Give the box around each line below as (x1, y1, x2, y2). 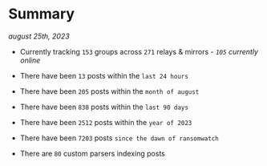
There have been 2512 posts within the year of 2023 (19, 117, 192, 127)
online (19, 55, 41, 65)
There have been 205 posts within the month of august (19, 86, 200, 96)
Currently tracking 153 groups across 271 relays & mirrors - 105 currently (19, 47, 259, 56)
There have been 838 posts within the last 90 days (19, 102, 188, 111)
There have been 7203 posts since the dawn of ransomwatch (19, 133, 219, 143)
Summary (8, 5, 75, 23)
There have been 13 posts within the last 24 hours (19, 71, 188, 80)
